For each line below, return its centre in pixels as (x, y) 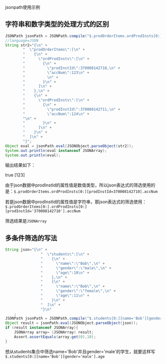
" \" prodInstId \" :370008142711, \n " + (72, 109)
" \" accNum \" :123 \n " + (56, 73)
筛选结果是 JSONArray (26, 221)
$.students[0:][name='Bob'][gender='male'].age (55, 357)
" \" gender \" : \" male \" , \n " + (76, 268)
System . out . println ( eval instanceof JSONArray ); (56, 150)
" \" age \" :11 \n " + (65, 295)
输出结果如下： (20, 165)
